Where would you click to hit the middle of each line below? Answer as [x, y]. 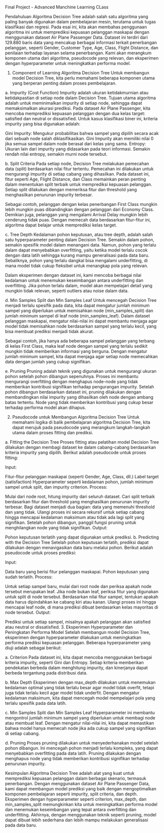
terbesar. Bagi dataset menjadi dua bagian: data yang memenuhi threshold [80, 507]
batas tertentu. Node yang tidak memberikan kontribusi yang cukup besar [79, 402]
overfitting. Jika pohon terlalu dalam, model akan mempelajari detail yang [79, 285]
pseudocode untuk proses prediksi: [41, 553]
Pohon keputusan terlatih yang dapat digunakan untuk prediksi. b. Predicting [82, 537]
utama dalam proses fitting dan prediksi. [53, 433]
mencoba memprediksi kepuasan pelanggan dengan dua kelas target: [75, 113]
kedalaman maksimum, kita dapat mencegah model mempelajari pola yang [80, 698]
